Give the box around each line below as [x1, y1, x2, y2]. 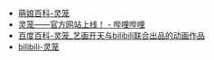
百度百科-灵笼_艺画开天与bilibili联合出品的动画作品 [17, 30, 206, 40]
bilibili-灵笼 [17, 41, 60, 52]
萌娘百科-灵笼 [17, 8, 70, 18]
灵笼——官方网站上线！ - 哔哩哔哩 [17, 19, 146, 30]
